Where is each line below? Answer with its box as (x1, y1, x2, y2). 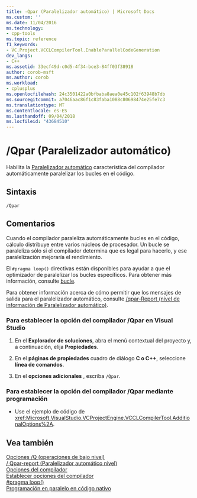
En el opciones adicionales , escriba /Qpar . (14, 372, 121, 379)
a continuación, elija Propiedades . (14, 343, 99, 350)
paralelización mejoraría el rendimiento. (6, 253, 102, 260)
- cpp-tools (6, 31, 35, 37)
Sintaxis (6, 187, 37, 197)
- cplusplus (6, 86, 35, 92)
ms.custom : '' (6, 14, 41, 20)
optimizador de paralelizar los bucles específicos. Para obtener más (6, 271, 172, 278)
